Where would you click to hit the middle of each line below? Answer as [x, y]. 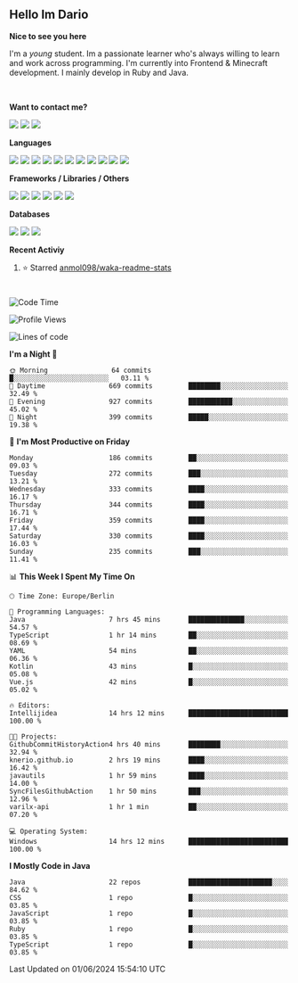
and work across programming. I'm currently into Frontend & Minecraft [139, 62]
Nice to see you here [48, 36]
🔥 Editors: [30, 706]
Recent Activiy [37, 250]
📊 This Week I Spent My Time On [72, 576]
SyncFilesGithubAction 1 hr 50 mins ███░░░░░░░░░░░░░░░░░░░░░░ [149, 791]
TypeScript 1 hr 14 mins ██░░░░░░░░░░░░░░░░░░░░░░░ [149, 635]
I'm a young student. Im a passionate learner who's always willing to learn [145, 54]
